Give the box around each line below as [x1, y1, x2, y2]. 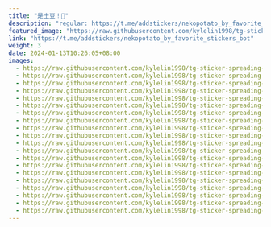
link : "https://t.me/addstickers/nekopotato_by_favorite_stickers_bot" [8, 34, 254, 43]
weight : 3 [8, 42, 42, 50]
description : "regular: [8, 19, 89, 27]
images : [8, 57, 35, 65]
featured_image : [8, 27, 63, 35]
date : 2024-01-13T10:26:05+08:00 [8, 49, 121, 57]
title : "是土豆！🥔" [8, 11, 69, 20]
